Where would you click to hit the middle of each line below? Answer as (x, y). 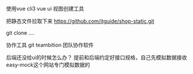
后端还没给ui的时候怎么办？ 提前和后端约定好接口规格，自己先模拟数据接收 (96, 57)
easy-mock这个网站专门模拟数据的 (48, 65)
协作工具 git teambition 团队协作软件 (50, 45)
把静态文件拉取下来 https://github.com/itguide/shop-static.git (80, 21)
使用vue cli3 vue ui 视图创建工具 (45, 9)
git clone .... (20, 33)
